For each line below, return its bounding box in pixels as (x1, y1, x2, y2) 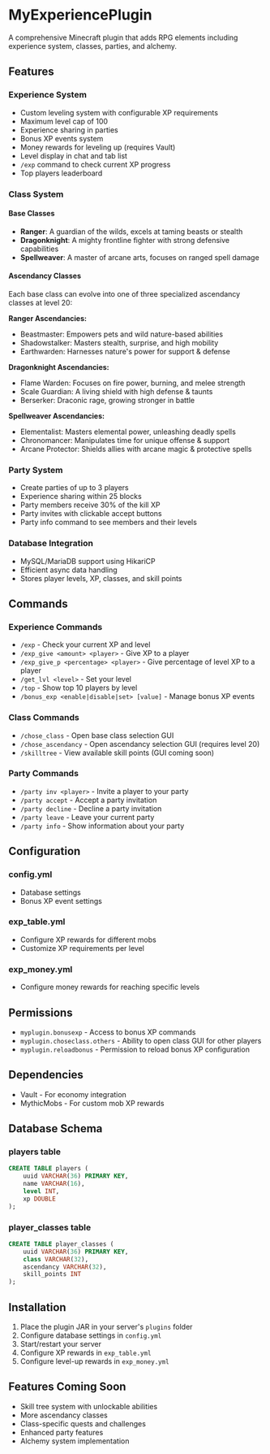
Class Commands (8, 712, 79, 723)
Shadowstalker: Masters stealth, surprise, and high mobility (19, 337, 219, 347)
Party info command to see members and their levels (19, 518, 197, 527)
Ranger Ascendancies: (8, 313, 88, 323)
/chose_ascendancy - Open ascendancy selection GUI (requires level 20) (19, 739, 260, 749)
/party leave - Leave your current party (19, 812, 155, 822)
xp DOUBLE (23, 1195, 57, 1203)
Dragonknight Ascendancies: (8, 362, 109, 371)
